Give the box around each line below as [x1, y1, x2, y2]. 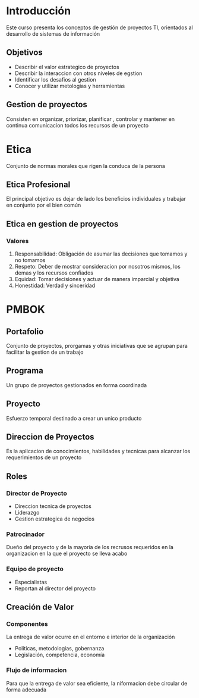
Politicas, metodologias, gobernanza [14, 645, 105, 652]
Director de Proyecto [6, 489, 67, 497]
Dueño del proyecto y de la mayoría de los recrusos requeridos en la [6, 544, 174, 551]
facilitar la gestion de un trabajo [6, 348, 84, 356]
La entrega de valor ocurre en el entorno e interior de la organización [6, 633, 175, 641]
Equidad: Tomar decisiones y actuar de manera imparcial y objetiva [14, 276, 179, 282]
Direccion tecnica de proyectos [14, 503, 92, 510]
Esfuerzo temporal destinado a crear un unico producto [6, 415, 142, 422]
